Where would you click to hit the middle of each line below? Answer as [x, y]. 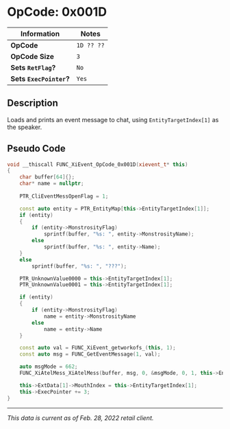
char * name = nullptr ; [52, 184]
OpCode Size [33, 56]
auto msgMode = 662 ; [49, 367]
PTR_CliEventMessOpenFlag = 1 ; [64, 196]
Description [33, 103]
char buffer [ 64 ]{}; [47, 177]
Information [40, 34]
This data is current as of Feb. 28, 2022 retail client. [80, 418]
